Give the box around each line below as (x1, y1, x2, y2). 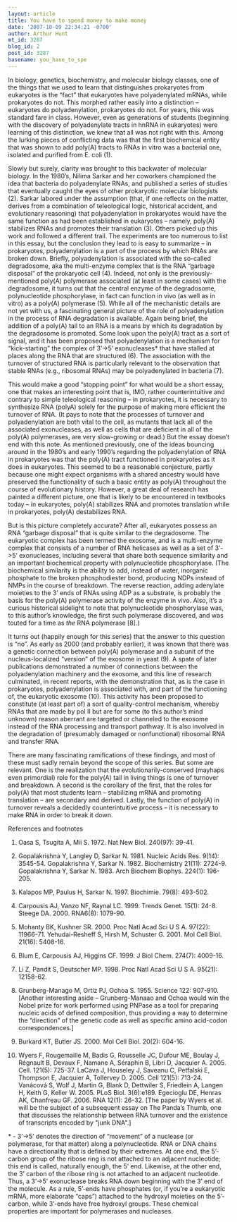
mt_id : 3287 (8, 37, 43, 44)
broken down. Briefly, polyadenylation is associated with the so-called (8, 254, 212, 262)
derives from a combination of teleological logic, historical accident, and (8, 202, 217, 210)
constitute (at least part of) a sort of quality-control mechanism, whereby (8, 699, 219, 708)
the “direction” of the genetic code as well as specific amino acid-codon (18, 1016, 228, 1025)
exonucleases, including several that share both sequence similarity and (19, 551, 228, 559)
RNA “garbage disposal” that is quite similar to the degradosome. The (8, 528, 210, 537)
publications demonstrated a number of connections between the (8, 662, 198, 671)
